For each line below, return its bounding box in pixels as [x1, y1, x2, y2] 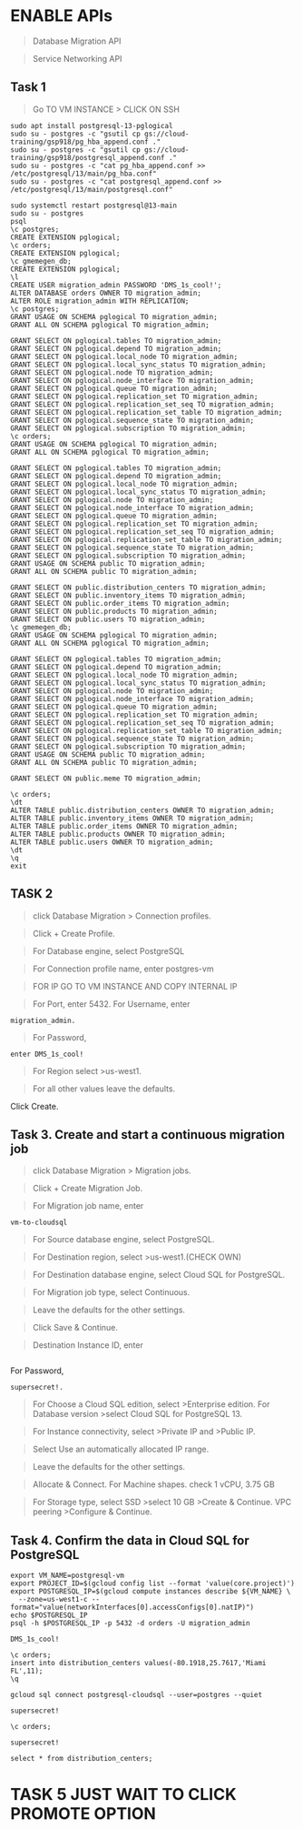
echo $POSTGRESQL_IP [10, 1611, 89, 1620]
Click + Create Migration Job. [32, 1183, 143, 1194]
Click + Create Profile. [32, 928, 116, 939]
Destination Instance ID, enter [32, 1340, 143, 1351]
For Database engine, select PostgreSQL [32, 945, 185, 956]
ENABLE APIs [10, 5, 112, 26]
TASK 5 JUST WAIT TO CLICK [10, 1784, 237, 1805]
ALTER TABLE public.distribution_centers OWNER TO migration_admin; [10, 806, 275, 815]
